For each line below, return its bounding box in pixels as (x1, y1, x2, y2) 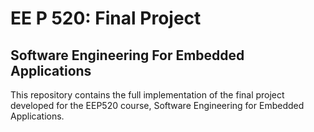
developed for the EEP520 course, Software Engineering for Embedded (10, 100, 305, 111)
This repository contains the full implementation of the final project (10, 89, 285, 101)
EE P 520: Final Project (10, 7, 202, 30)
